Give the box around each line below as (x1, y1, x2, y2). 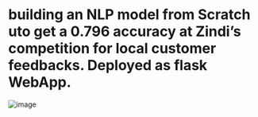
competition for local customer (8, 40, 217, 57)
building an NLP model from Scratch (8, 6, 251, 24)
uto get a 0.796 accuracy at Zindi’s (8, 22, 241, 41)
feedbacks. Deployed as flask (8, 57, 208, 75)
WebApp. (8, 73, 71, 92)
